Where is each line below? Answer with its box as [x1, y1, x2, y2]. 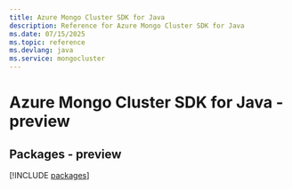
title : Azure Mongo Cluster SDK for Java [9, 12, 166, 22]
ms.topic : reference [9, 37, 86, 47]
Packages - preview [9, 146, 122, 161]
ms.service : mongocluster [9, 54, 105, 63]
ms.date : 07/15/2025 [9, 29, 86, 38]
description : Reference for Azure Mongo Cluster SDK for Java [9, 21, 245, 30]
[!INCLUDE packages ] [9, 170, 90, 180]
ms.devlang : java [9, 46, 74, 55]
